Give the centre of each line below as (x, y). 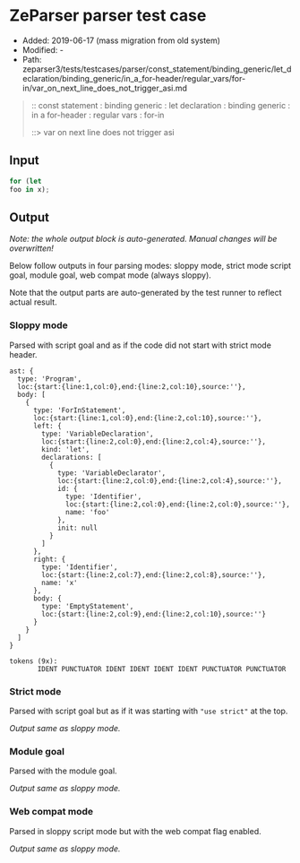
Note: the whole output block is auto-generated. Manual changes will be (143, 239)
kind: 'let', (66, 449)
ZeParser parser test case (108, 16)
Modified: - (43, 49)
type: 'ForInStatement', (79, 410)
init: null (77, 528)
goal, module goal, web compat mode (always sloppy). (111, 275)
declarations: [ (72, 457)
